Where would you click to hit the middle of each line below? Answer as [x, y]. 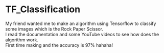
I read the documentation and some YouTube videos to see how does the [82, 34]
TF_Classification [43, 9]
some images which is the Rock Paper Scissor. [54, 29]
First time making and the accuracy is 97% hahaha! [59, 45]
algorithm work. [22, 40]
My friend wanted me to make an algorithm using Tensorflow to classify [81, 23]
